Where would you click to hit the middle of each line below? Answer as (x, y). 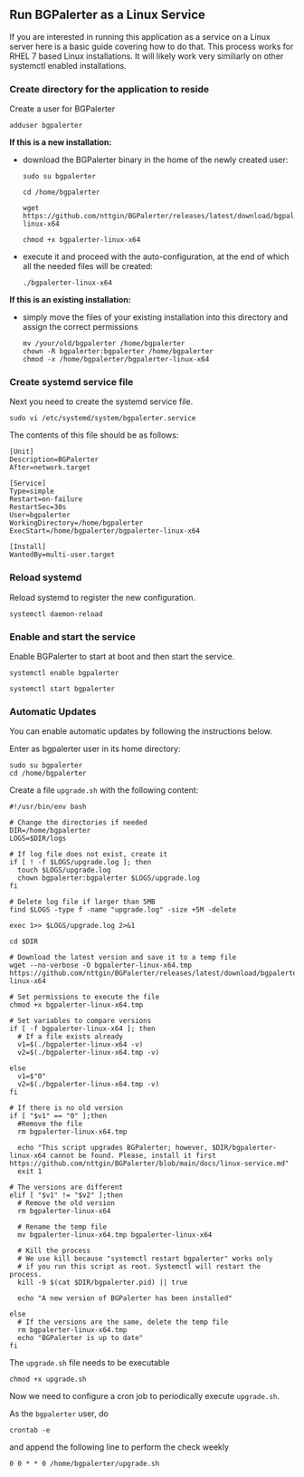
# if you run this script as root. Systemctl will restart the (139, 1267)
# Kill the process (54, 1251)
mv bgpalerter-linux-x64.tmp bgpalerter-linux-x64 (115, 1235)
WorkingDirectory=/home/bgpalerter (76, 523)
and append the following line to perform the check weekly (119, 1447)
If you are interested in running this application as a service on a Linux (140, 36)
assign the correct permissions (80, 327)
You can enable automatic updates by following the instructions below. (141, 731)
